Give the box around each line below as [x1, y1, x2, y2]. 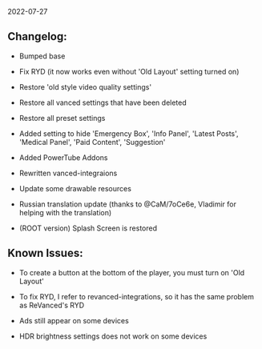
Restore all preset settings [18, 113, 106, 122]
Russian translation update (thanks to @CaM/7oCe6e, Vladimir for [18, 199, 237, 209]
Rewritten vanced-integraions [18, 168, 118, 178]
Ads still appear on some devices [18, 315, 129, 325]
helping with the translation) [18, 207, 112, 217]
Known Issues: [7, 247, 83, 260]
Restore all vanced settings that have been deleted [18, 98, 187, 107]
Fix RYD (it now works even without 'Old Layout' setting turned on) [18, 66, 240, 76]
